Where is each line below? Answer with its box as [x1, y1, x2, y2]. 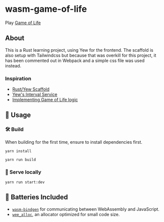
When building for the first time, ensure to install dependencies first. [5, 139, 143, 145]
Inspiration [5, 75, 32, 82]
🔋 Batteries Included [5, 193, 68, 201]
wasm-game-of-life [5, 3, 87, 15]
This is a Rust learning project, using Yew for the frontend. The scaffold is [5, 47, 153, 53]
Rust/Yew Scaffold [12, 86, 50, 92]
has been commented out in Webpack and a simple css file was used [5, 58, 145, 63]
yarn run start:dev [5, 180, 45, 185]
